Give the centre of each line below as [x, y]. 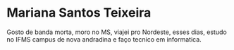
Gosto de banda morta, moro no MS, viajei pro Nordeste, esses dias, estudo [117, 32]
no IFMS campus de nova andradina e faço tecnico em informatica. [104, 39]
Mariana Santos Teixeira [79, 13]
